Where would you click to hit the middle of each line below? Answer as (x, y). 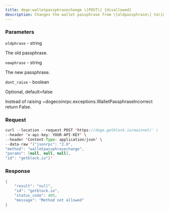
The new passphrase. (28, 72)
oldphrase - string (24, 43)
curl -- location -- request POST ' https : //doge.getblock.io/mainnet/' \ (82, 130)
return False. (18, 107)
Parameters (20, 32)
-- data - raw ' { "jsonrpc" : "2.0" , (39, 144)
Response (18, 171)
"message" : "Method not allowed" (49, 200)
